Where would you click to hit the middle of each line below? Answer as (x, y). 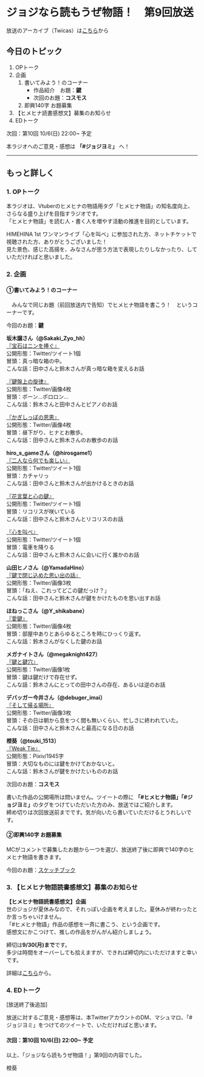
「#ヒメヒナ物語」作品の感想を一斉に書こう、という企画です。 (85, 924)
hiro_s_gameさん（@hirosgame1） (51, 453)
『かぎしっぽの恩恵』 (33, 417)
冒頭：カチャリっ (28, 475)
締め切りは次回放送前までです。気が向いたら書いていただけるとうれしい (96, 812)
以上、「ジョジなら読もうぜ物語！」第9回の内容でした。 (76, 1055)
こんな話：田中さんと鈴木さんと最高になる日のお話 (70, 728)
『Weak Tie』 (23, 748)
